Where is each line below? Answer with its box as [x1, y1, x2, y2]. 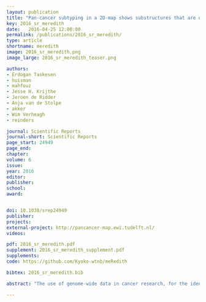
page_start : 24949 [6, 139, 53, 146]
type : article [6, 37, 43, 44]
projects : [6, 219, 32, 225]
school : [6, 185, 26, 192]
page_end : [6, 145, 32, 152]
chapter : [6, 151, 29, 157]
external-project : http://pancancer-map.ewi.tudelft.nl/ [6, 225, 155, 231]
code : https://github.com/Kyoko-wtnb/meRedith [6, 258, 128, 265]
